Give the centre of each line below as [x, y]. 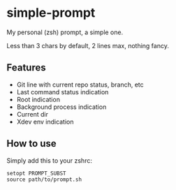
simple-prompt [51, 13]
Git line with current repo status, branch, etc [80, 85]
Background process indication [61, 107]
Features [26, 68]
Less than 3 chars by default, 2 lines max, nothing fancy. [88, 45]
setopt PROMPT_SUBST [37, 173]
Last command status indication [63, 92]
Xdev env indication [45, 122]
